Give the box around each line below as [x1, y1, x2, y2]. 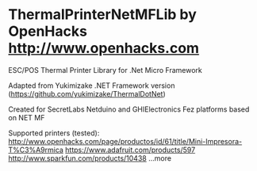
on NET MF [8, 112, 45, 122]
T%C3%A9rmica [8, 145, 63, 154]
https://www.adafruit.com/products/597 [64, 145, 196, 154]
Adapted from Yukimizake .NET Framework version [8, 81, 175, 90]
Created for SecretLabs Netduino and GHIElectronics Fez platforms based [8, 104, 250, 114]
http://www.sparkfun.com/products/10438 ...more [8, 153, 172, 163]
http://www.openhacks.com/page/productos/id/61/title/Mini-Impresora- [8, 136, 243, 146]
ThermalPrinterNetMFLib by [8, 6, 197, 24]
